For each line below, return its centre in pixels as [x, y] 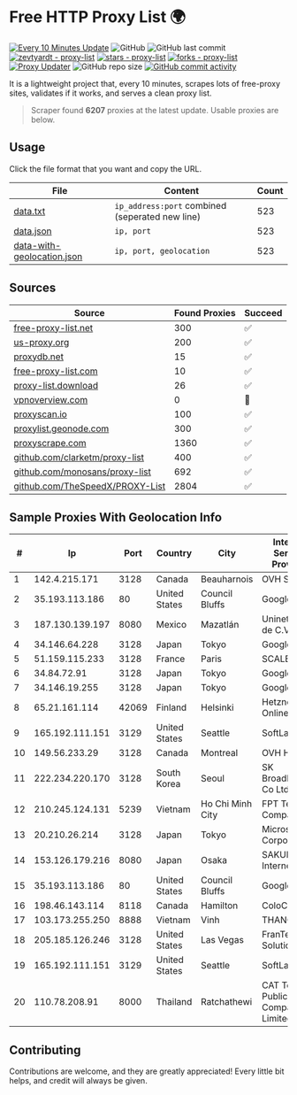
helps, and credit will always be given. [78, 1081]
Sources [33, 288]
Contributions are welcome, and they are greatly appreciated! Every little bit [147, 1071]
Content [182, 190]
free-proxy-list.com [56, 371]
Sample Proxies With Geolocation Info [116, 517]
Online [275, 713]
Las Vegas [222, 940]
